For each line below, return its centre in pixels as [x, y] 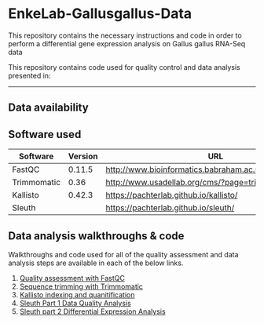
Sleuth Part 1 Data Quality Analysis [75, 303]
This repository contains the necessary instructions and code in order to [125, 35]
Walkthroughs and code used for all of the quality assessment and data [123, 254]
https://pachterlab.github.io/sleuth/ [170, 208]
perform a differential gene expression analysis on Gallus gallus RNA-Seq [127, 43]
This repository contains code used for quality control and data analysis [125, 67]
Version [83, 156]
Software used [45, 134]
